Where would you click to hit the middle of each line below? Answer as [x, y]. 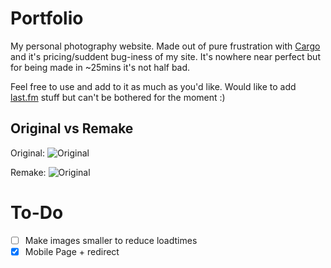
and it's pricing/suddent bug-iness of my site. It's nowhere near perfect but [165, 56]
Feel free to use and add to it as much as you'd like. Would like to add [153, 86]
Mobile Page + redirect [72, 251]
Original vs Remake [72, 128]
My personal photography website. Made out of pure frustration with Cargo [165, 46]
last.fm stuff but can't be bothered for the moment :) [118, 97]
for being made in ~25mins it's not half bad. [100, 67]
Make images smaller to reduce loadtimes [111, 240]
